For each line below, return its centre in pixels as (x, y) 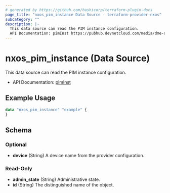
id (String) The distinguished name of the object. (63, 185)
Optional (16, 144)
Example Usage (30, 98)
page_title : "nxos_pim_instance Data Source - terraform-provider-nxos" (83, 15)
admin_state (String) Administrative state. (56, 179)
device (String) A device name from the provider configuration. (78, 156)
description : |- (22, 24)
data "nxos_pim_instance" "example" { (46, 110)
